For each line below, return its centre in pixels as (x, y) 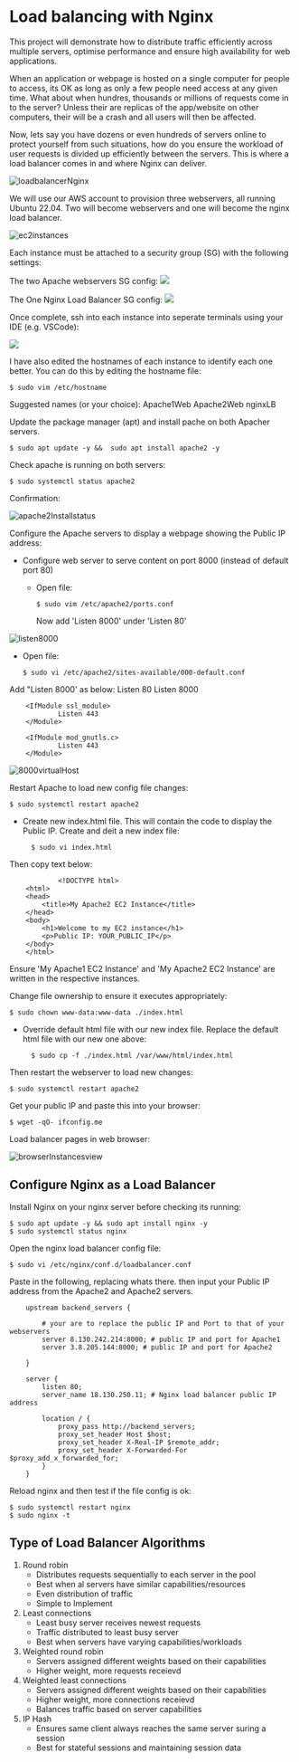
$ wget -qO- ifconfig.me (56, 1122)
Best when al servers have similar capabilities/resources (140, 1584)
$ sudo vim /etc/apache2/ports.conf (105, 604)
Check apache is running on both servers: (87, 464)
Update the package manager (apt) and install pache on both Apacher (140, 422)
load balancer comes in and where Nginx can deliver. (108, 163)
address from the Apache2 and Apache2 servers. (102, 1291)
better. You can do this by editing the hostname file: (105, 371)
